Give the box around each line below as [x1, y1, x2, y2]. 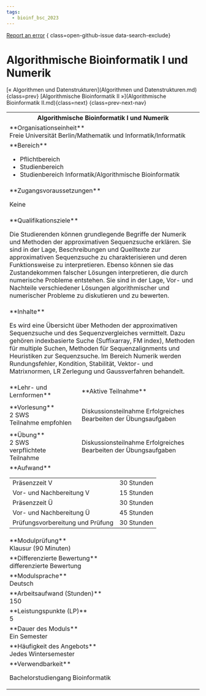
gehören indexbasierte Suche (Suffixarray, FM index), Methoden [9, 336, 195, 345]
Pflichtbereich [20, 155, 60, 164]
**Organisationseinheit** [9, 124, 85, 132]
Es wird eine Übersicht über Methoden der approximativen [9, 321, 178, 330]
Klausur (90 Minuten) [9, 544, 71, 553]
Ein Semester [9, 632, 48, 641]
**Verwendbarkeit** [9, 660, 72, 668]
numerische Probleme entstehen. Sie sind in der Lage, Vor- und [9, 276, 193, 285]
